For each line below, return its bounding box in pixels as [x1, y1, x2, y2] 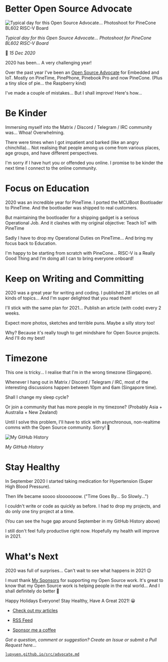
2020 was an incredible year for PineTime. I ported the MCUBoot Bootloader [5, 199, 163, 205]
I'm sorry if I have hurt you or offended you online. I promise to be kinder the [5, 160, 163, 166]
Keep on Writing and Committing [5, 273, 144, 284]
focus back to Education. [5, 240, 57, 246]
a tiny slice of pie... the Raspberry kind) [5, 80, 86, 86]
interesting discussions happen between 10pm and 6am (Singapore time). [5, 384, 157, 390]
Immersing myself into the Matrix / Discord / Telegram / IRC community [5, 124, 152, 130]
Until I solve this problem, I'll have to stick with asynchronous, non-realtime [5, 419, 160, 425]
